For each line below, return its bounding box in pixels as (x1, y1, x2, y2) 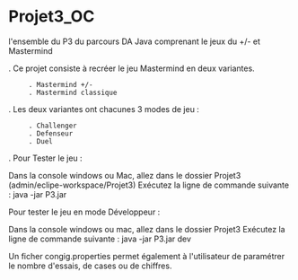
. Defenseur (28, 128, 74, 138)
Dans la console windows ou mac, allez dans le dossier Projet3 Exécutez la (8, 223, 285, 234)
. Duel (28, 136, 53, 145)
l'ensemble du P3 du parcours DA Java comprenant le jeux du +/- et (8, 36, 261, 47)
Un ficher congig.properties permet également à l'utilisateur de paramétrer (8, 250, 285, 261)
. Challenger (28, 121, 77, 130)
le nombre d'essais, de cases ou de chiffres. (8, 260, 172, 271)
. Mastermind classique (28, 88, 118, 97)
